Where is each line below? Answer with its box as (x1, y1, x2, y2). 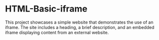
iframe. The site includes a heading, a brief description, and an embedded (5, 24, 155, 30)
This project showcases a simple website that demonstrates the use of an (5, 19, 154, 25)
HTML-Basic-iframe (5, 3, 88, 14)
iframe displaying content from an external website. (5, 29, 109, 35)
